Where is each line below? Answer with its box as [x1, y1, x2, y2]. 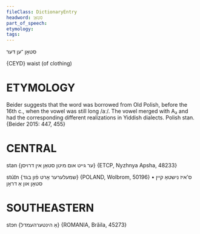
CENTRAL [6, 142, 57, 155]
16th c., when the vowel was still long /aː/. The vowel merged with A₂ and [6, 107, 188, 115]
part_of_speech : [6, 20, 47, 26]
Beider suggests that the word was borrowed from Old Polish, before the [6, 101, 188, 109]
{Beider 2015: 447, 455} [6, 121, 65, 128]
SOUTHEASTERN [6, 201, 95, 215]
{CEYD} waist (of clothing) [6, 60, 73, 67]
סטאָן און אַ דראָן [6, 180, 43, 187]
